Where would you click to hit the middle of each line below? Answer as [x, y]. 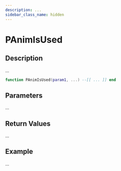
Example [19, 152]
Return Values [28, 124]
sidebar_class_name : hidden [35, 15]
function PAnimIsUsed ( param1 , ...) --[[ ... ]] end [60, 80]
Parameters [24, 95]
